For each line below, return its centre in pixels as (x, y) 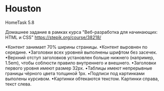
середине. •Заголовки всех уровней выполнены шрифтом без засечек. (81, 52)
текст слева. (18, 84)
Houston (23, 9)
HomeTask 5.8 (20, 22)
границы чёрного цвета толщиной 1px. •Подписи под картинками (75, 73)
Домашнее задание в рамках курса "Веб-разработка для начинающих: (82, 32)
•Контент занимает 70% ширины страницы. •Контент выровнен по (76, 47)
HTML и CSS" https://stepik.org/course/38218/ (53, 37)
